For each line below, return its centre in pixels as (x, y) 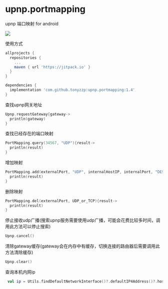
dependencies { (21, 85)
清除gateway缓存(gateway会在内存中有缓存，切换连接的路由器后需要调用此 (82, 246)
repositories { (25, 58)
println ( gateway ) (28, 119)
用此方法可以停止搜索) (28, 227)
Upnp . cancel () (20, 236)
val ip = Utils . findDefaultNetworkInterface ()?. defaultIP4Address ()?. (82, 282)
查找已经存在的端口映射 (29, 134)
